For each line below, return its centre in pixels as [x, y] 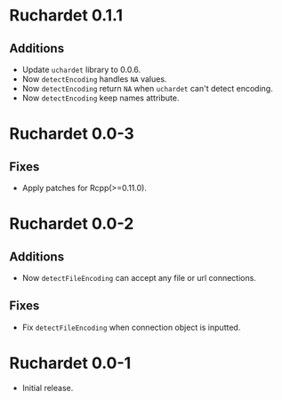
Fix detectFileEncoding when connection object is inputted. [131, 327]
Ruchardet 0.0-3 [72, 134]
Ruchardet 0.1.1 [66, 16]
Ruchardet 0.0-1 [70, 363]
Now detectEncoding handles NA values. [94, 79]
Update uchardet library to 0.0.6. [81, 69]
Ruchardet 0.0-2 [72, 224]
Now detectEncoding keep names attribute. [101, 98]
